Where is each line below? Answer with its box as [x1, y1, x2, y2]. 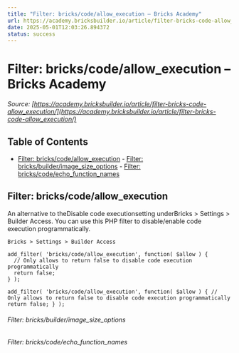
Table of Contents [7, 135, 89, 148]
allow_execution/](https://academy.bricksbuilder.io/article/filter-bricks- [7, 108, 216, 116]
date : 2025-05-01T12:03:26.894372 [7, 24, 110, 31]
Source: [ [7, 100, 34, 108]
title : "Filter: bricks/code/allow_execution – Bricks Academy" [7, 10, 202, 18]
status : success [7, 30, 55, 38]
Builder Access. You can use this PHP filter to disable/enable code [7, 217, 202, 225]
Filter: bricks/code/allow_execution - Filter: [17, 155, 144, 163]
